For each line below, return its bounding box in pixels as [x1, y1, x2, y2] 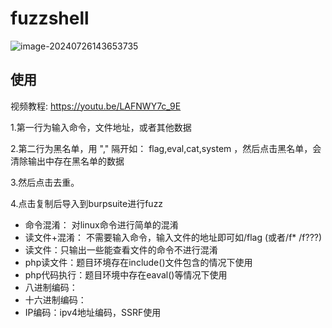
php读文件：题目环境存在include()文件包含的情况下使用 [24, 256, 253, 268]
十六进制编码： [24, 293, 87, 306]
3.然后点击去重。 [10, 176, 80, 188]
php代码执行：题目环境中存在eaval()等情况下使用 [24, 268, 228, 281]
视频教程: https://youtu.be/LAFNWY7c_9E [10, 100, 182, 112]
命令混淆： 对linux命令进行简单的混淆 [24, 218, 179, 231]
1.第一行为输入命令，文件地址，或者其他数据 [10, 121, 192, 133]
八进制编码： [24, 281, 78, 293]
